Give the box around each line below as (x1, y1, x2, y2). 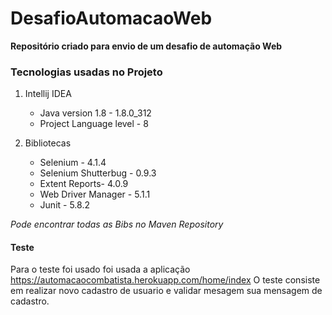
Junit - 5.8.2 (39, 199, 90, 211)
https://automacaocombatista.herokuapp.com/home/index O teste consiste (10, 274, 321, 286)
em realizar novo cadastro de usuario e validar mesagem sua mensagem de (10, 285, 323, 297)
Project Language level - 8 (39, 118, 149, 130)
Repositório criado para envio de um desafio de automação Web (10, 40, 283, 52)
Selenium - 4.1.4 (39, 157, 107, 169)
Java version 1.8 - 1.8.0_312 (39, 107, 152, 119)
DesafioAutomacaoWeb (10, 7, 213, 30)
